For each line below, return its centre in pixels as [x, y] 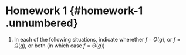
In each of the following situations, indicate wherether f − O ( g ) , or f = [97, 39]
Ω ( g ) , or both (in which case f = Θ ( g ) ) [59, 46]
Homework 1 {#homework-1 [74, 11]
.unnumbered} [42, 23]
